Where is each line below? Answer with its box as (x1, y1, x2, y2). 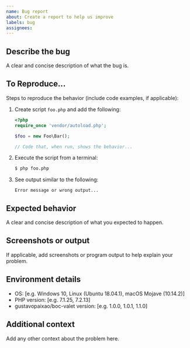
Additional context (6, 319, 75, 329)
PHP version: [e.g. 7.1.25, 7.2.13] (14, 296, 91, 303)
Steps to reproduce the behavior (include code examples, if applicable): (6, 94, 179, 101)
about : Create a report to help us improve (6, 14, 114, 20)
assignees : (6, 25, 33, 31)
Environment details (6, 274, 81, 284)
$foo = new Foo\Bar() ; (14, 133, 70, 139)
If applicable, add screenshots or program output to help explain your (6, 251, 174, 258)
